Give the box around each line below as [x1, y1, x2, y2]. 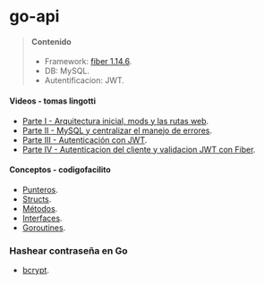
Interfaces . [21, 213, 63, 223]
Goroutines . [21, 221, 66, 233]
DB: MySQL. [44, 65, 90, 77]
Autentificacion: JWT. [44, 75, 125, 86]
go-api [9, 6, 60, 27]
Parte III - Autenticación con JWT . [21, 134, 148, 145]
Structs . [21, 194, 52, 205]
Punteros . [21, 184, 58, 195]
